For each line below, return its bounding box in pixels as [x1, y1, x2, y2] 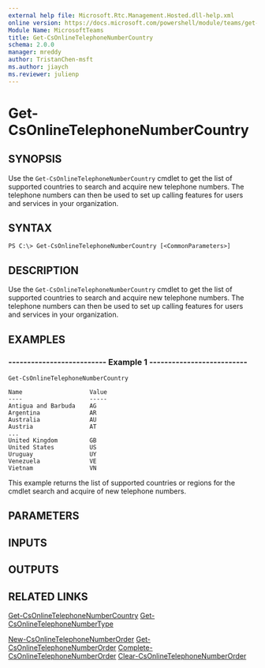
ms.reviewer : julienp [8, 70, 80, 78]
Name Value [8, 388, 108, 396]
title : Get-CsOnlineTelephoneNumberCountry [8, 33, 154, 42]
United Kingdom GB [8, 436, 97, 445]
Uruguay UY [8, 450, 97, 458]
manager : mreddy [8, 48, 62, 56]
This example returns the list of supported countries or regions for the [8, 478, 235, 487]
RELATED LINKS [8, 590, 88, 603]
